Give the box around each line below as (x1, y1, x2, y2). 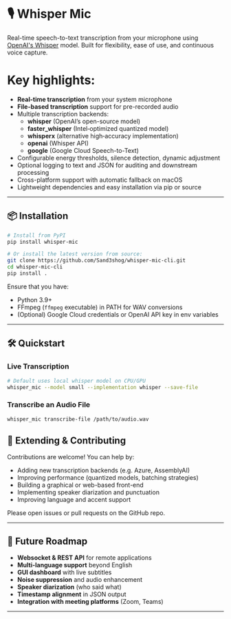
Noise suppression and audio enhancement (16, 576, 143, 584)
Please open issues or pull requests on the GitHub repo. (7, 509, 166, 517)
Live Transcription (7, 361, 69, 371)
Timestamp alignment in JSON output (16, 590, 126, 598)
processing (16, 168, 49, 176)
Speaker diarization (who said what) (16, 583, 122, 591)
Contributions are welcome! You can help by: (7, 453, 135, 461)
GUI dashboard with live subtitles (16, 568, 112, 576)
